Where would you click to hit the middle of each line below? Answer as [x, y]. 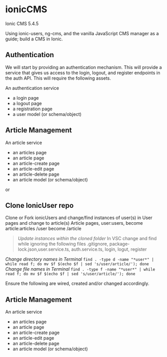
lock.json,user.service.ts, [44, 249]
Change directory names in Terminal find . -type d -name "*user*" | [80, 259]
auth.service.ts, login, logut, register [109, 249]
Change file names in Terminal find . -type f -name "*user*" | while [80, 269]
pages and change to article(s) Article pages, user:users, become [74, 223]
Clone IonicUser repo [39, 205]
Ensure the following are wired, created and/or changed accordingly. [77, 283]
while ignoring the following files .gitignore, [63, 244]
